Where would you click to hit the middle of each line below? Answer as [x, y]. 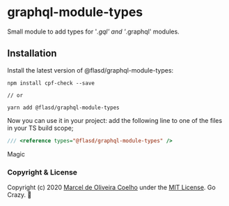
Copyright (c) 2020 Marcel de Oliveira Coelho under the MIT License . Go [111, 187]
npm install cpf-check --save [51, 83]
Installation [32, 53]
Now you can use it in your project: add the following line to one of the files [115, 120]
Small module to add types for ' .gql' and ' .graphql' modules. [93, 31]
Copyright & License [42, 172]
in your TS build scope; [40, 128]
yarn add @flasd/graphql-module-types [63, 108]
